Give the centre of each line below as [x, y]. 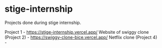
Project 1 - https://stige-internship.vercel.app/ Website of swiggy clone [77, 32]
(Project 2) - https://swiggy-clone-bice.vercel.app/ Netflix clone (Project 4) [81, 37]
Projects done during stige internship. [43, 23]
